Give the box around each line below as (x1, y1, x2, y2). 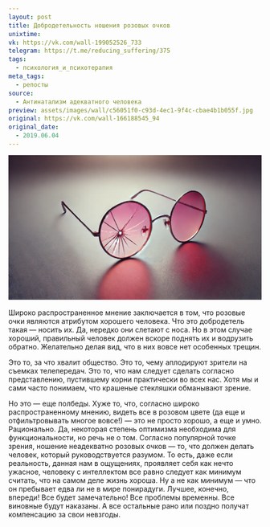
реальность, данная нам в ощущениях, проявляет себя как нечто (8, 458, 234, 468)
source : (8, 89, 35, 97)
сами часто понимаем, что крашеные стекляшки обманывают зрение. (8, 382, 252, 393)
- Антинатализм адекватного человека (15, 97, 142, 106)
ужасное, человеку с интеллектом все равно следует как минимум (8, 467, 242, 476)
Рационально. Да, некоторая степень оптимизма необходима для (8, 424, 236, 434)
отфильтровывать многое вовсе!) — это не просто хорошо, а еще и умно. (8, 415, 262, 425)
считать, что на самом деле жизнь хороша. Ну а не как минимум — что (8, 475, 256, 485)
